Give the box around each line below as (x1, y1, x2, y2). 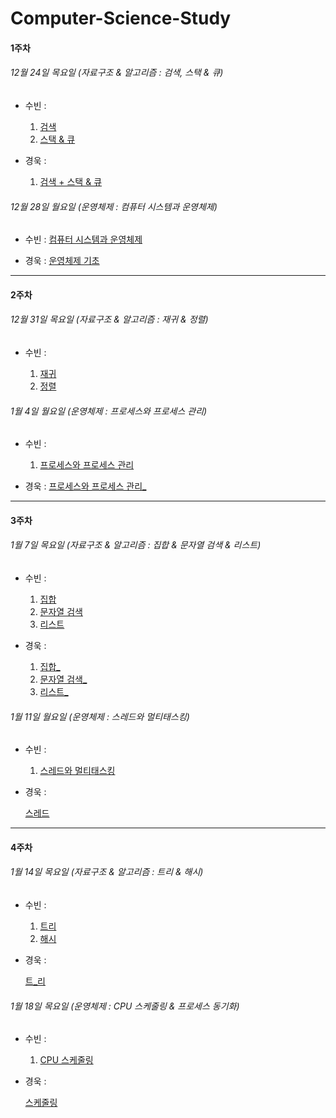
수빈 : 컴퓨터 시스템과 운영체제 (24, 233, 143, 246)
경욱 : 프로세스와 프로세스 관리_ (24, 480, 147, 492)
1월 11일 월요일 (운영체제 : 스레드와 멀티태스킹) (10, 710, 190, 722)
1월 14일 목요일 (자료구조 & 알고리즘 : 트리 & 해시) (10, 866, 204, 878)
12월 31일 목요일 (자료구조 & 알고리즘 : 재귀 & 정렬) (10, 313, 209, 326)
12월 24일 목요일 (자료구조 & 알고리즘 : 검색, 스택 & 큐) (10, 67, 224, 79)
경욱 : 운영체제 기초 (24, 255, 100, 267)
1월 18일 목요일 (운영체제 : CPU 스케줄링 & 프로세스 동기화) (10, 1000, 240, 1012)
